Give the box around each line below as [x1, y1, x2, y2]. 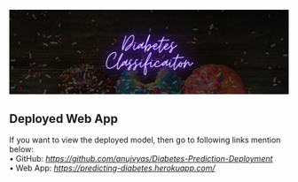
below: [9, 144, 34, 155]
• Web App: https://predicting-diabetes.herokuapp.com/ [9, 163, 216, 173]
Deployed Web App [9, 111, 118, 126]
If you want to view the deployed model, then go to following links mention [9, 134, 281, 146]
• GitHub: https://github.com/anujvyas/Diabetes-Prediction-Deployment [9, 154, 273, 164]
